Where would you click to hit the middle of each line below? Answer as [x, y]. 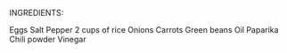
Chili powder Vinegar [48, 39]
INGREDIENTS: [37, 13]
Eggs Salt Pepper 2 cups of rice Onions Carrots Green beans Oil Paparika [144, 30]
